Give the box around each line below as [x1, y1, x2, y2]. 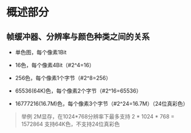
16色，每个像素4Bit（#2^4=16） [15, 62, 95, 68]
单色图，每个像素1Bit [15, 49, 67, 56]
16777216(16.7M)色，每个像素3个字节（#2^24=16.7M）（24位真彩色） [15, 100, 189, 107]
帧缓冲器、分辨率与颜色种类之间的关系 [6, 31, 150, 42]
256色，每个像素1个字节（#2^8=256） [15, 74, 112, 82]
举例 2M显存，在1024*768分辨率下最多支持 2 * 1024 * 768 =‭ [21, 113, 175, 120]
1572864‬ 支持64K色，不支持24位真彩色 [21, 120, 120, 128]
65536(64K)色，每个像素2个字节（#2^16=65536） [15, 87, 142, 94]
